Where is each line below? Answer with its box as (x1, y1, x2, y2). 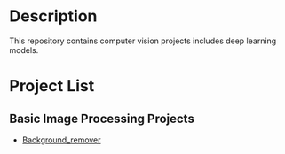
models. (9, 44, 39, 55)
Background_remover (21, 135, 101, 145)
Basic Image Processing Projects (9, 111, 195, 126)
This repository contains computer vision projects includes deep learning (9, 35, 277, 46)
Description (9, 6, 98, 27)
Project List (9, 76, 95, 96)
